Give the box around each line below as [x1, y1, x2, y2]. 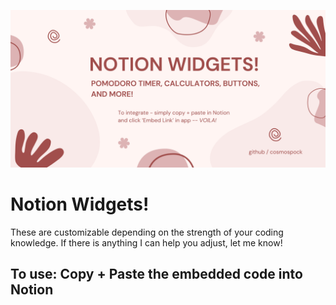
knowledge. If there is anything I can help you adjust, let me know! [10, 236, 283, 249]
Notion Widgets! [10, 193, 150, 216]
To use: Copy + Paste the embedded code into [10, 266, 303, 283]
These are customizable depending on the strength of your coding [10, 226, 284, 238]
